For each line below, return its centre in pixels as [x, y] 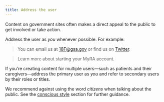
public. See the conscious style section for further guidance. [67, 94]
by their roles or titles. [28, 79]
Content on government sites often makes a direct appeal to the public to [80, 24]
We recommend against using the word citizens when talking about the [78, 89]
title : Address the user [31, 10]
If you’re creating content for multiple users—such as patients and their [79, 68]
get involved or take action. [33, 29]
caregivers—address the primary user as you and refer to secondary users [82, 74]
